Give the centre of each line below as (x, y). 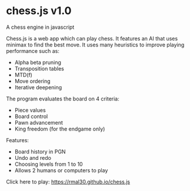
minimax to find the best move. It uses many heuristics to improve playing (95, 45)
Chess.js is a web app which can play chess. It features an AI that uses (92, 38)
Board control (31, 116)
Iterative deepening (38, 87)
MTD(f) (23, 75)
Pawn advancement (39, 122)
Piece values (30, 110)
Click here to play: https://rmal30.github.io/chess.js (68, 182)
